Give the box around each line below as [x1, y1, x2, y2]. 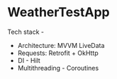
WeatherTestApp [7, 4, 110, 20]
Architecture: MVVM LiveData [17, 41, 105, 49]
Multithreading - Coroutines [17, 63, 99, 72]
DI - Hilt [17, 56, 40, 64]
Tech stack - [7, 28, 45, 36]
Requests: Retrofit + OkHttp [17, 49, 99, 57]
